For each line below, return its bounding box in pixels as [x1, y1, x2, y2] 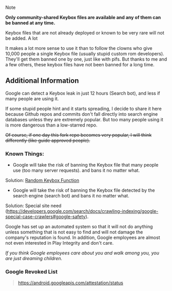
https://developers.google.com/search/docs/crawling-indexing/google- [7, 208, 159, 214]
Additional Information [5, 77, 79, 85]
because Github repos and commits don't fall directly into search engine [5, 111, 158, 117]
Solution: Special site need [5, 203, 62, 209]
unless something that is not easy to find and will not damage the [5, 229, 143, 235]
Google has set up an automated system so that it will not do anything [5, 224, 153, 230]
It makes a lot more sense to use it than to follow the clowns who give [5, 45, 152, 51]
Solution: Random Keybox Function [5, 177, 80, 184]
